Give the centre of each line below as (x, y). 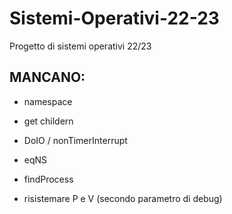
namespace (48, 101)
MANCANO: (47, 77)
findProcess (48, 179)
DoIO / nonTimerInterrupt (75, 140)
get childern (48, 121)
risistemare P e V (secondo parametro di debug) (123, 198)
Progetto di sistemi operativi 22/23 (80, 46)
